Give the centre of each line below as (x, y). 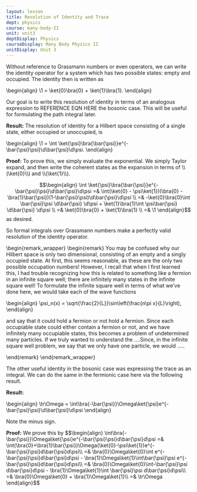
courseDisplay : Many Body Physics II (52, 45)
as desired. (20, 219)
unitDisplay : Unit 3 (31, 50)
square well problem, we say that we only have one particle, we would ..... (96, 346)
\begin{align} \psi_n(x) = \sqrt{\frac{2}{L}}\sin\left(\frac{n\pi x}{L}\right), (94, 303)
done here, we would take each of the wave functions (71, 292)
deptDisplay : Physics (33, 39)
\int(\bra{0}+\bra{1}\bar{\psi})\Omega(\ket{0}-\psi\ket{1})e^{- (80, 445)
